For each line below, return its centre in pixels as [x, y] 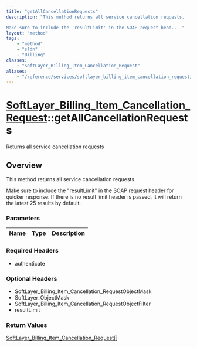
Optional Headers [32, 278]
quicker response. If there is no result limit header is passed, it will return [94, 197]
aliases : [17, 71]
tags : [13, 39]
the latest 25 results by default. [43, 203]
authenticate [30, 263]
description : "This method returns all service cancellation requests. [95, 17]
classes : [17, 60]
